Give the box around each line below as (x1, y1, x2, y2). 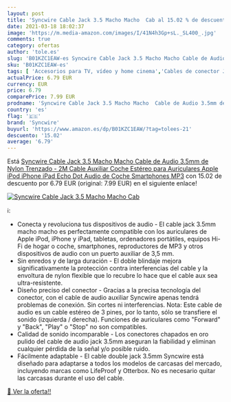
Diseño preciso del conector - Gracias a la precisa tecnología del (16, 286, 201, 294)
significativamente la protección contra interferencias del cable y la (16, 264, 208, 272)
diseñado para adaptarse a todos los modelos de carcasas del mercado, (16, 359, 222, 368)
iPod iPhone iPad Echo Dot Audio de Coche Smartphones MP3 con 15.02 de (7, 172, 222, 180)
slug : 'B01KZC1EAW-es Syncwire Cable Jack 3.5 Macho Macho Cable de (7, 55, 208, 62)
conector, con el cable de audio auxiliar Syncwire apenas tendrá (16, 294, 199, 302)
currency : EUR (7, 81, 48, 88)
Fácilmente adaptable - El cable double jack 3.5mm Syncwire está (16, 352, 204, 361)
